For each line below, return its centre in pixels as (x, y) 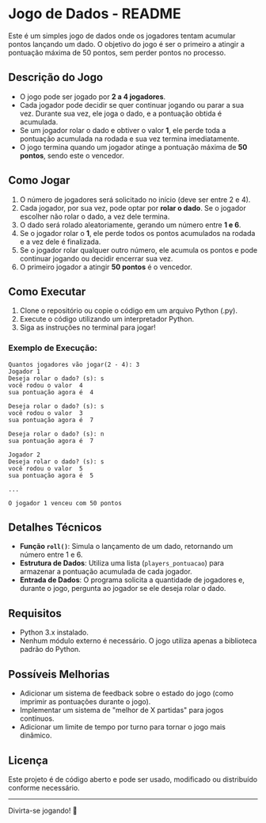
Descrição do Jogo (56, 77)
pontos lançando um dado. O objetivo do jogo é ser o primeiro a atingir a (127, 44)
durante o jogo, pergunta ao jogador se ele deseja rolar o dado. (123, 589)
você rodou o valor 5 (46, 468)
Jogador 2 (25, 455)
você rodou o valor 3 (46, 413)
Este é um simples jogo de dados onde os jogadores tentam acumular (122, 36)
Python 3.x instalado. (54, 632)
